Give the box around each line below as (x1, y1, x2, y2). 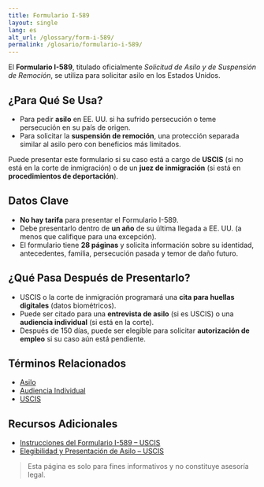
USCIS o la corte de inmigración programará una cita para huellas (19, 292, 235, 301)
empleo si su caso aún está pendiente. (19, 334, 146, 343)
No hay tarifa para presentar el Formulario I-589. (19, 215, 179, 224)
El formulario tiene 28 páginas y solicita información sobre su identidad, (19, 240, 255, 249)
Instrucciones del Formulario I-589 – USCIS (19, 438, 161, 448)
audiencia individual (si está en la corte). (19, 317, 154, 327)
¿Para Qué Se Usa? (8, 94, 103, 107)
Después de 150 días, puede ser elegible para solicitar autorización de (19, 326, 250, 335)
